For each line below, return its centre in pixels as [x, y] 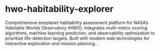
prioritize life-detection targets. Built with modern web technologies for [77, 38]
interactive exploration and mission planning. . [52, 43]
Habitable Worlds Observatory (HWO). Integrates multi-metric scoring [76, 27]
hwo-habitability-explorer [59, 9]
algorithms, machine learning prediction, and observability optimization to [80, 33]
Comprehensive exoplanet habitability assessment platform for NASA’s [77, 23]
